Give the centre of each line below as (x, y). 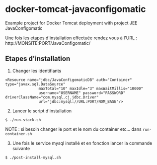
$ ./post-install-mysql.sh (33, 158)
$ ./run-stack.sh (23, 120)
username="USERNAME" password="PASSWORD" (82, 93)
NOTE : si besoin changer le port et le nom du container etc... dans (73, 129)
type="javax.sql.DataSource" (35, 84)
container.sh (19, 134)
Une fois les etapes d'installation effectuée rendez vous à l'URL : (71, 38)
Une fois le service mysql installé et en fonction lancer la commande (82, 143)
